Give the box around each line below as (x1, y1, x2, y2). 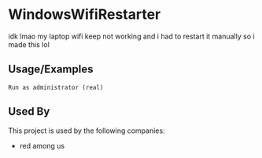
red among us (19, 141, 65, 150)
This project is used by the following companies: (8, 126, 165, 135)
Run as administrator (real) (8, 83, 104, 91)
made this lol (8, 39, 50, 49)
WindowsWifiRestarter (8, 6, 161, 24)
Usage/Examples (8, 63, 94, 76)
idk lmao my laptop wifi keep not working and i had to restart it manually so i (8, 31, 255, 41)
